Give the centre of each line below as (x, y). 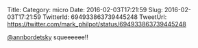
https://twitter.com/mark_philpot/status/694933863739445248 (97, 24)
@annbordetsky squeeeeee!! (48, 37)
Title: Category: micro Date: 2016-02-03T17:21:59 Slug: (85, 10)
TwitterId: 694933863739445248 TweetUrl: (104, 17)
